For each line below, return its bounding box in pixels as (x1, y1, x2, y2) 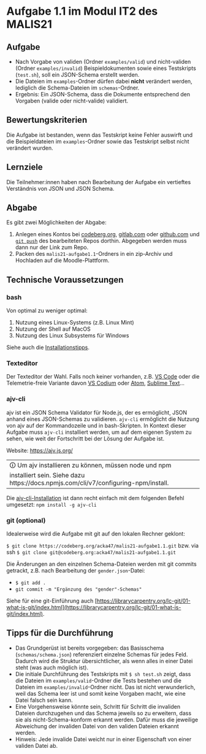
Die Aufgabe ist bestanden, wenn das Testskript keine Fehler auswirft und (6, 131, 193, 139)
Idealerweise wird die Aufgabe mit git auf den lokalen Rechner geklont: (6, 530, 185, 537)
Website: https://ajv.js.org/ (6, 447, 74, 454)
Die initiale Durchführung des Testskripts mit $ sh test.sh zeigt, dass (15, 670, 191, 677)
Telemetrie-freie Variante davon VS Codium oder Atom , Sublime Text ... (6, 379, 185, 387)
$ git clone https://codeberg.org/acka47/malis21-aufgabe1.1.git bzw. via (6, 542, 199, 550)
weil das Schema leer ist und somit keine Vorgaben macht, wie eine (15, 690, 186, 697)
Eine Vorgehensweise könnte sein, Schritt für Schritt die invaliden (15, 702, 181, 710)
